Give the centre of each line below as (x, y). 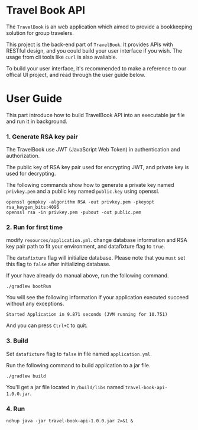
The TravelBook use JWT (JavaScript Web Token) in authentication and (93, 150)
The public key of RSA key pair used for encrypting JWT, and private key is (98, 167)
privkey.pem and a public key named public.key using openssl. (83, 191)
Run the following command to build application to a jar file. (78, 365)
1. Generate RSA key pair (42, 137)
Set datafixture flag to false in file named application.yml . (79, 354)
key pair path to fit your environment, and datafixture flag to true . (86, 247)
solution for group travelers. (40, 33)
